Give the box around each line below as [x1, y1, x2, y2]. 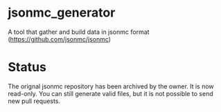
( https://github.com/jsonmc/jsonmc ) [8, 35, 112, 43]
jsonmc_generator [8, 5, 116, 21]
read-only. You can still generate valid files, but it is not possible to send [8, 89, 213, 97]
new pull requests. [8, 97, 61, 105]
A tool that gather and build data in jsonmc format [8, 28, 150, 36]
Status [8, 59, 47, 75]
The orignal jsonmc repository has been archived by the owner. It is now [8, 82, 214, 91]
